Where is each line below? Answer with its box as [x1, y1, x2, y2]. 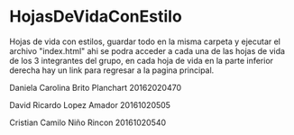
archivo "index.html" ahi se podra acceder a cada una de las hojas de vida [9, 45, 286, 56]
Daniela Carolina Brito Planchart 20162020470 [9, 82, 182, 93]
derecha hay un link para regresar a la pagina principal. [9, 65, 215, 76]
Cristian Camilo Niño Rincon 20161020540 [9, 117, 167, 128]
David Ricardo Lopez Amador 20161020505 [9, 99, 171, 110]
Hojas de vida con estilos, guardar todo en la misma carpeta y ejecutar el [9, 36, 281, 47]
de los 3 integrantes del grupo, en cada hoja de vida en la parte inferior [9, 55, 273, 66]
